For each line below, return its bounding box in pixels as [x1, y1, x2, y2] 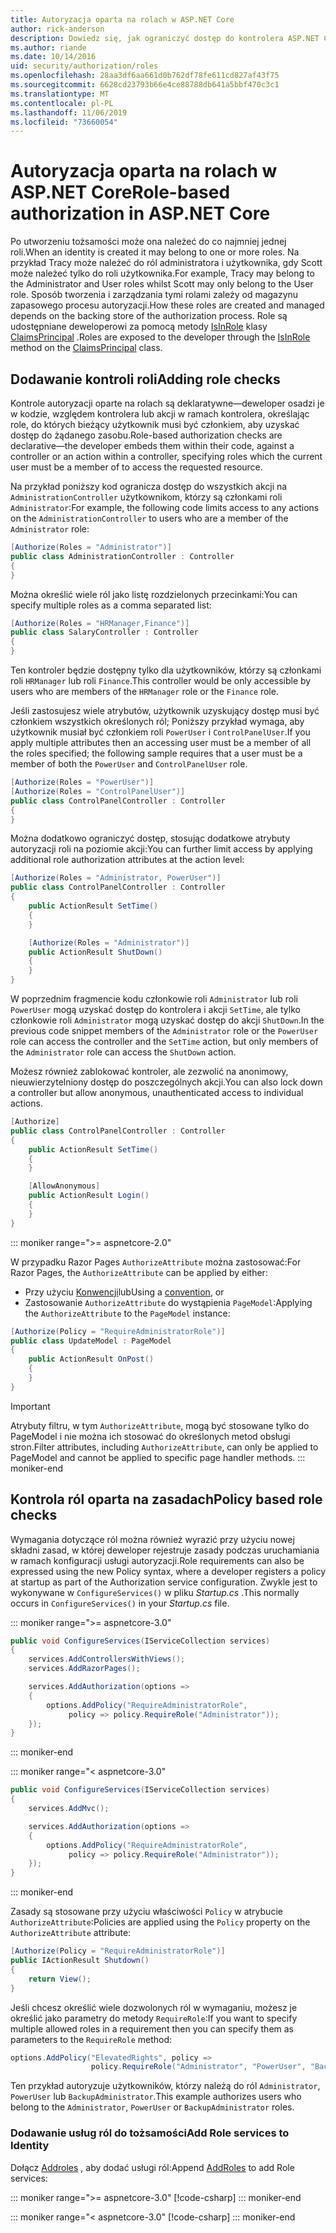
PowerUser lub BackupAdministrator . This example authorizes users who [10, 2091, 302, 2103]
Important [10, 1400, 51, 1412]
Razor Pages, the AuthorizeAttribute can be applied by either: [10, 1266, 268, 1278]
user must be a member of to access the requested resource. [10, 461, 263, 473]
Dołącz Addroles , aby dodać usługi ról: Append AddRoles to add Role [10, 2161, 295, 2173]
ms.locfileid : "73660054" [10, 117, 118, 127]
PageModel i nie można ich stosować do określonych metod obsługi [10, 1430, 291, 1442]
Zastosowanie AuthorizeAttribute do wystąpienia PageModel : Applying [24, 1296, 313, 1308]
